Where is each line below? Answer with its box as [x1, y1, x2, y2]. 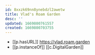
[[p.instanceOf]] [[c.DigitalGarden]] [12, 44, 84, 50]
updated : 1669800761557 [5, 21, 54, 26]
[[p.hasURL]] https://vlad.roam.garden [12, 39, 90, 45]
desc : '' [5, 16, 23, 21]
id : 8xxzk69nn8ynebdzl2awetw [5, 7, 65, 12]
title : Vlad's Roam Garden [5, 12, 61, 17]
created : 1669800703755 [5, 26, 54, 30]
